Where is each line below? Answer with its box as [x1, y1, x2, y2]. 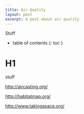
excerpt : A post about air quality [5, 16, 79, 21]
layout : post [5, 12, 32, 17]
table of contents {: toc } [12, 40, 63, 46]
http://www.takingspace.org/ [5, 103, 65, 109]
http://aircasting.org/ [5, 83, 48, 90]
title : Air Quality [5, 7, 46, 12]
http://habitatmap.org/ [5, 93, 51, 99]
